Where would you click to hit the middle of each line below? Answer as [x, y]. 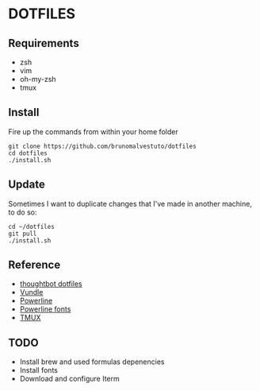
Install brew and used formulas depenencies [92, 362]
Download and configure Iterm [70, 379]
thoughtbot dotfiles [51, 284]
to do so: [23, 212]
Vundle [31, 292]
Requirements [44, 43]
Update [27, 185]
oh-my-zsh [38, 79]
